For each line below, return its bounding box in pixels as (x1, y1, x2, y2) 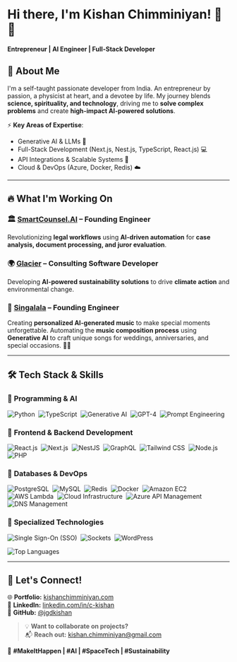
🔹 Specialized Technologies (7, 517, 104, 527)
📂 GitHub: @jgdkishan (7, 608, 73, 617)
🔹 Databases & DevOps (7, 468, 88, 478)
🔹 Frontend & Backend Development (7, 427, 133, 437)
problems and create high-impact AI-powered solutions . (7, 106, 176, 115)
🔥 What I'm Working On (7, 193, 113, 205)
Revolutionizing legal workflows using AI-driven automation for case (7, 233, 211, 242)
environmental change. (7, 285, 74, 293)
